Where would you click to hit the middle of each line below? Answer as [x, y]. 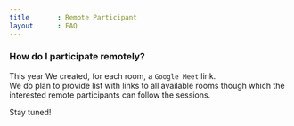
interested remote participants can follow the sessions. [110, 95]
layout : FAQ [43, 26]
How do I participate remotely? [77, 57]
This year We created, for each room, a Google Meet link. [113, 75]
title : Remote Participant [73, 17]
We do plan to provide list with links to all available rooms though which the [147, 85]
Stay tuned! [30, 112]
